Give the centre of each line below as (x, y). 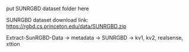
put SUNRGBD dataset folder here (48, 9)
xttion (13, 44)
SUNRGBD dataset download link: (47, 20)
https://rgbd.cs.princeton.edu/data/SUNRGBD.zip (66, 26)
